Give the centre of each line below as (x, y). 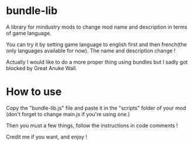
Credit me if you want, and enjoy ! (47, 137)
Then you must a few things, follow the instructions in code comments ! (92, 125)
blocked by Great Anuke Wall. (42, 68)
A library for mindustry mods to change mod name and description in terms (97, 27)
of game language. (29, 33)
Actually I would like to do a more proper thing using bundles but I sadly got (97, 62)
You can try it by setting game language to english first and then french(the (96, 44)
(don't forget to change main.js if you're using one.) (68, 114)
